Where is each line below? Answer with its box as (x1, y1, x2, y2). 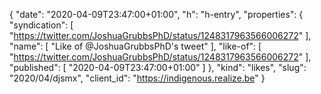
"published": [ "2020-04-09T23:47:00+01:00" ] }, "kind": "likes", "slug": (9, 62, 307, 73)
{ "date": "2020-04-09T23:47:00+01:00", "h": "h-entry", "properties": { (9, 9, 304, 20)
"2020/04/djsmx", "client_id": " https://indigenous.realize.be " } (9, 72, 266, 84)
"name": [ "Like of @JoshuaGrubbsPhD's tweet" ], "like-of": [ (9, 40, 262, 52)
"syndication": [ (9, 19, 74, 31)
